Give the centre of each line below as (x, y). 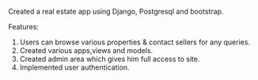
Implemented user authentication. (74, 67)
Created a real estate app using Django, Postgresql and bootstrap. (116, 11)
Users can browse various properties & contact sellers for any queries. (135, 42)
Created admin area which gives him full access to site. (110, 59)
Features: (24, 27)
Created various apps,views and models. (86, 50)
